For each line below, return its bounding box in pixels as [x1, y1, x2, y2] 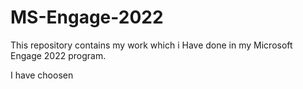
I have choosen [10, 69, 74, 81]
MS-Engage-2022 [10, 6, 164, 29]
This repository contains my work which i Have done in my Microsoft [10, 39, 293, 51]
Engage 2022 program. [10, 49, 107, 61]
